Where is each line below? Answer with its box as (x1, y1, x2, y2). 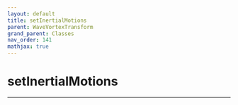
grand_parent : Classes (7, 30, 74, 37)
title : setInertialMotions (7, 17, 87, 24)
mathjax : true (7, 43, 50, 50)
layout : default (7, 10, 55, 18)
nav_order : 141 (7, 37, 52, 44)
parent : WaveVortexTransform (7, 23, 93, 30)
